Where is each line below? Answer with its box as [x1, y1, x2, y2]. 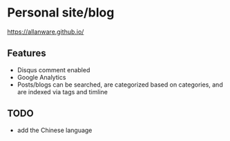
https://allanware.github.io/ [7, 28, 84, 36]
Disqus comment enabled [17, 65, 90, 74]
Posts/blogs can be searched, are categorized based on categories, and [17, 80, 223, 89]
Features [7, 47, 46, 59]
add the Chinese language [17, 126, 93, 134]
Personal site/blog [7, 5, 115, 21]
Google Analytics [17, 73, 66, 81]
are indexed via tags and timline [17, 87, 108, 96]
